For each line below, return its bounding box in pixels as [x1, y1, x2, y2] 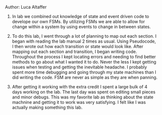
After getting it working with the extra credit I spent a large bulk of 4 [12, 84, 147, 89]
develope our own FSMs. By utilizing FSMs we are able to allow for [12, 19, 145, 24]
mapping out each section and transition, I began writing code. [12, 49, 137, 54]
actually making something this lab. [12, 104, 83, 110]
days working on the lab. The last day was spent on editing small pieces [12, 89, 156, 95]
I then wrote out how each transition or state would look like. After [12, 44, 144, 49]
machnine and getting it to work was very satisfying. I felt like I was [12, 99, 146, 105]
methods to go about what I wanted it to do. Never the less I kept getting [12, 59, 156, 65]
